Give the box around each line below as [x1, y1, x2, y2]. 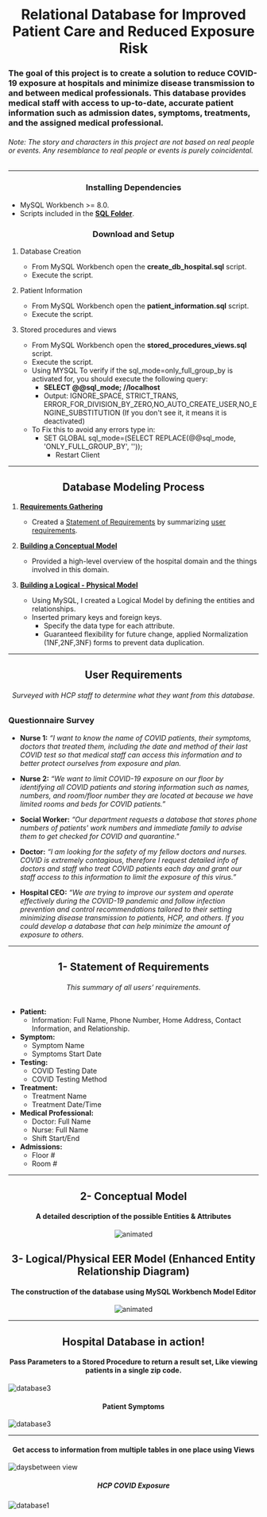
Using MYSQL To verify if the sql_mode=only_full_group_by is [31, 366, 233, 375]
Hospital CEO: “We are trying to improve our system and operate [19, 888, 234, 897]
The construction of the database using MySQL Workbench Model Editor [10, 1287, 257, 1296]
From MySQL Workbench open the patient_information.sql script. [31, 300, 250, 311]
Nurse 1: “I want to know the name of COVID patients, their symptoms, [19, 733, 252, 742]
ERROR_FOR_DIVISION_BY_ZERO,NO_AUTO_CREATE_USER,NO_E [43, 399, 257, 408]
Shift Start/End [31, 1134, 80, 1144]
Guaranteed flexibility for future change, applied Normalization [43, 629, 249, 639]
